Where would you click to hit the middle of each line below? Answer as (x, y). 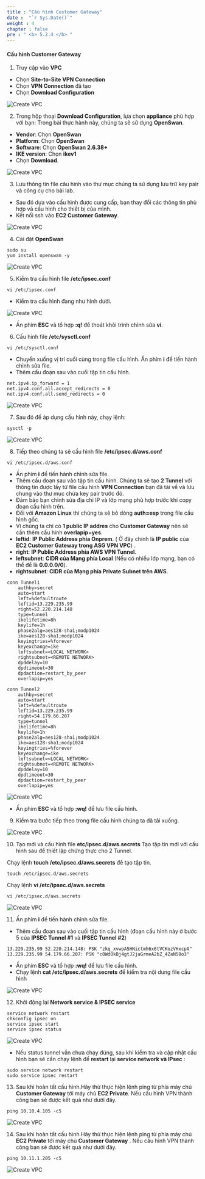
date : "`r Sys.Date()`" (40, 18)
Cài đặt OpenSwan (40, 239)
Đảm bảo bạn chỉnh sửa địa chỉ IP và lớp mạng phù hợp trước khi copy (104, 500)
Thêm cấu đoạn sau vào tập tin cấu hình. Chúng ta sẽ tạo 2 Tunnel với (104, 481)
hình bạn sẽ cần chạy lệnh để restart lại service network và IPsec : (100, 1059)
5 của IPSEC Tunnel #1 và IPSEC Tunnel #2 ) (71, 938)
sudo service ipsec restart (43, 1076)
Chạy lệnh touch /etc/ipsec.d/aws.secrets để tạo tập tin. (79, 863)
